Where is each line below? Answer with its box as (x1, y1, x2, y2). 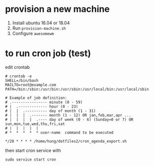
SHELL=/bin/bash (5, 78, 38, 83)
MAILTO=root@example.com (5, 82, 56, 87)
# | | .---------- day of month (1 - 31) (5, 108, 96, 113)
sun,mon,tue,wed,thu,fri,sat (5, 121, 65, 126)
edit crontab (5, 64, 30, 70)
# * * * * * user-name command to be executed (5, 130, 114, 135)
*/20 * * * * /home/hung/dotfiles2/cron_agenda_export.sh (5, 139, 127, 144)
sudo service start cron (5, 157, 56, 162)
